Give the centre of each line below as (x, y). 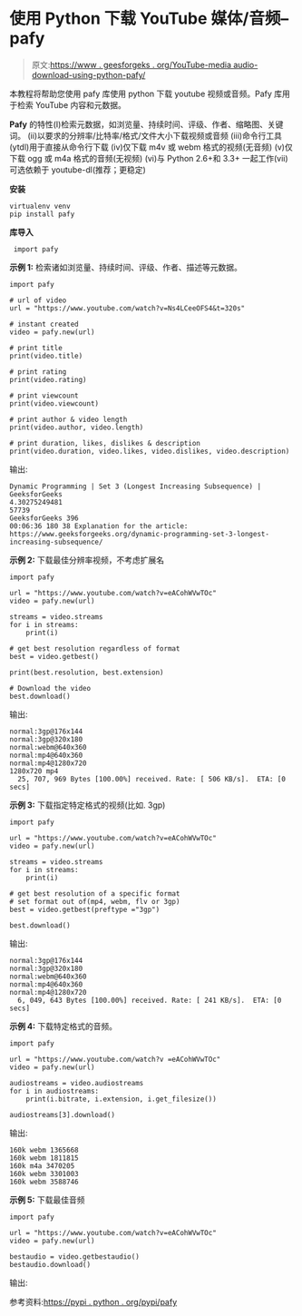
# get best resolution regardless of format (95, 648)
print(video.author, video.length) (77, 427)
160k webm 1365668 (44, 1150)
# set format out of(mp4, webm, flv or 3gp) (95, 901)
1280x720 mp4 (34, 771)
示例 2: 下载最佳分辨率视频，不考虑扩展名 (87, 560)
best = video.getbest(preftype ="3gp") (85, 909)
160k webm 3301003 (44, 1174)
